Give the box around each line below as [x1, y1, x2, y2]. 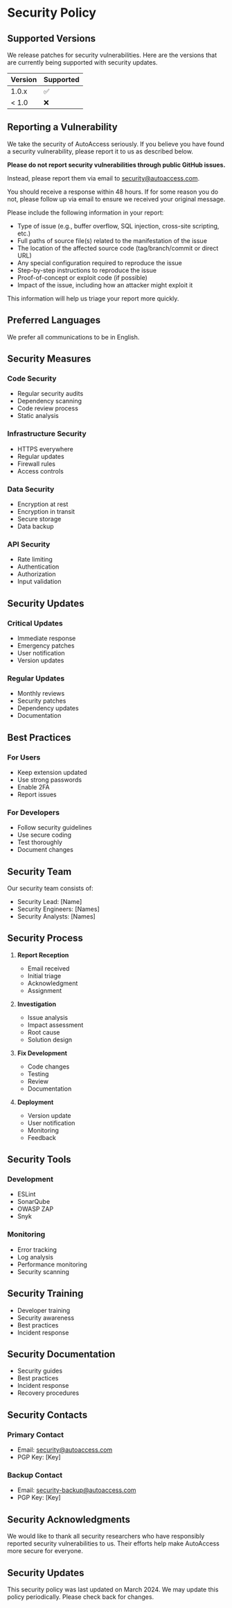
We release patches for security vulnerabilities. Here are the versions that [7, 51, 217, 59]
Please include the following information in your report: [7, 208, 164, 217]
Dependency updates [17, 704, 79, 712]
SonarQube [17, 1198, 51, 1206]
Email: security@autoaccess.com [17, 1446, 113, 1454]
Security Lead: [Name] [17, 897, 82, 905]
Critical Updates [7, 618, 64, 628]
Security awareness [17, 1314, 75, 1322]
